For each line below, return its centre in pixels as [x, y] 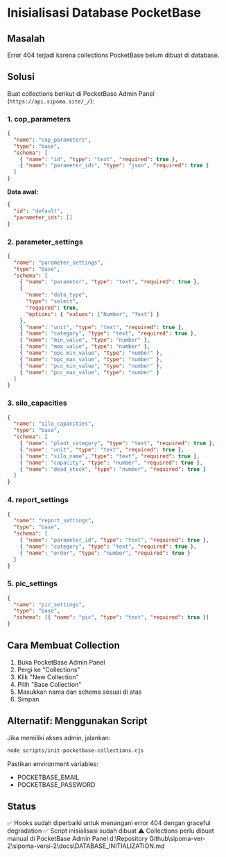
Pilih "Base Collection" [49, 684]
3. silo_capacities [37, 403]
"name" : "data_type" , [57, 295]
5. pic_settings [32, 583]
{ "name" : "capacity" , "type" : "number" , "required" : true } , [111, 463]
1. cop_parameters [39, 119]
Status [22, 806]
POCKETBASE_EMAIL [48, 777]
